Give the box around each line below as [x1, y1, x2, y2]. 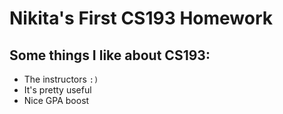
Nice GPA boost [23, 95, 90, 106]
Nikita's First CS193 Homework [9, 7, 274, 30]
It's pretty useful [23, 84, 92, 96]
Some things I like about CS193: [9, 47, 211, 64]
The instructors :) [23, 73, 99, 85]
